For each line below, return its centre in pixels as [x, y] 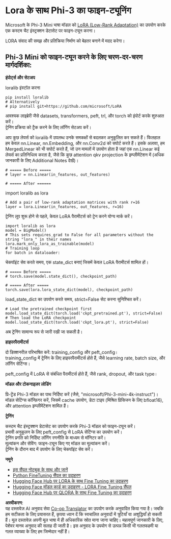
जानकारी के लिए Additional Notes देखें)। [42, 160]
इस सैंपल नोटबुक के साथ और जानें [40, 470]
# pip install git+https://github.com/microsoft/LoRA [64, 106]
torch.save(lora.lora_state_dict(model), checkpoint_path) [69, 290]
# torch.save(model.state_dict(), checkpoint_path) [61, 276]
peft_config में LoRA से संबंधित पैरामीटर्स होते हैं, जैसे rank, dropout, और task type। [81, 374]
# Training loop [22, 248]
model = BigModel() [26, 230]
